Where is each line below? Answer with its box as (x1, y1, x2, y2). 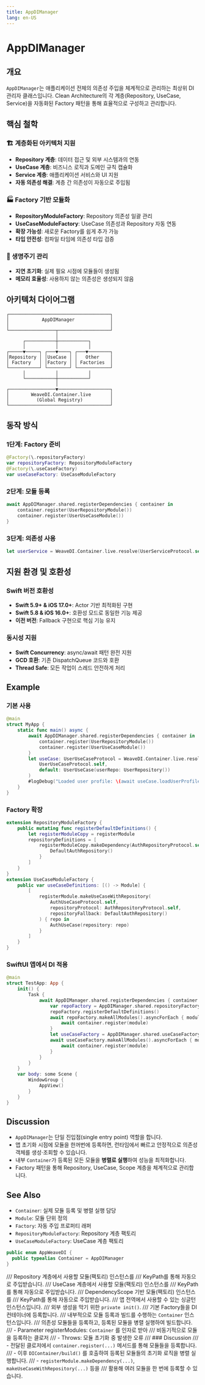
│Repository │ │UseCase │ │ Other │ (6, 354, 113, 360)
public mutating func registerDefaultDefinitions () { (17, 825, 157, 832)
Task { (28, 992, 45, 998)
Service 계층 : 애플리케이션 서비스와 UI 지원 (15, 171, 119, 179)
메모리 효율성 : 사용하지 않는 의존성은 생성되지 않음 (15, 275, 134, 282)
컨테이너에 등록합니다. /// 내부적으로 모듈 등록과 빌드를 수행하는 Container (6, 1311, 183, 1318)
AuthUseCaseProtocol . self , (49, 899, 119, 906)
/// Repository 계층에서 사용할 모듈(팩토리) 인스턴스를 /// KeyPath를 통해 (6, 1272, 180, 1280)
